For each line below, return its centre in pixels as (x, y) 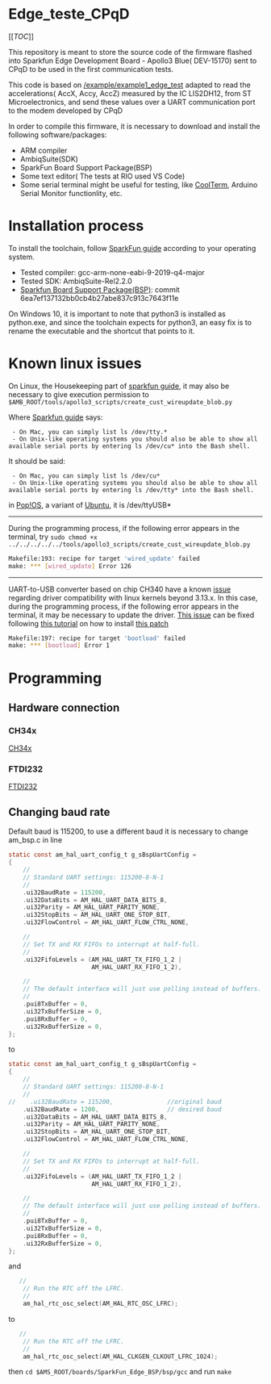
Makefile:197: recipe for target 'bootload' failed (97, 638)
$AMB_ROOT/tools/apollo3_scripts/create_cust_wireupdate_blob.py (120, 402)
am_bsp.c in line (35, 840)
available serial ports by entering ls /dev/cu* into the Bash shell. (129, 446)
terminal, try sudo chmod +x (53, 537)
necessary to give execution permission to (79, 394)
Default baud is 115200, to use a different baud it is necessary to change (128, 831)
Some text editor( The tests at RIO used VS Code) (102, 176)
